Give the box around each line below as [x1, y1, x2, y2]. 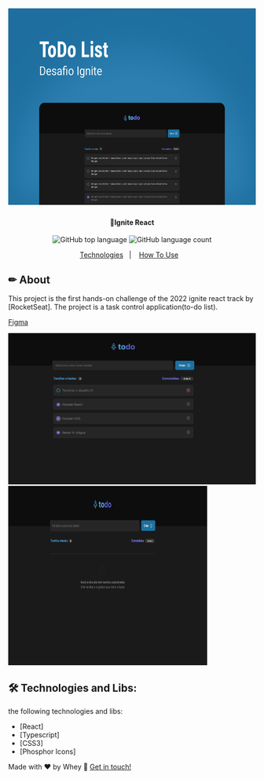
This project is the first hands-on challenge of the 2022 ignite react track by [8, 294, 254, 303]
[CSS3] [19, 738, 43, 748]
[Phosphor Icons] [19, 747, 76, 756]
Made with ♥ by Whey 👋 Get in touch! [8, 762, 132, 771]
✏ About [8, 273, 51, 286]
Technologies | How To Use [79, 250, 179, 259]
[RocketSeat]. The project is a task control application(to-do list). [8, 303, 218, 312]
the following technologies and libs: [8, 706, 123, 715]
